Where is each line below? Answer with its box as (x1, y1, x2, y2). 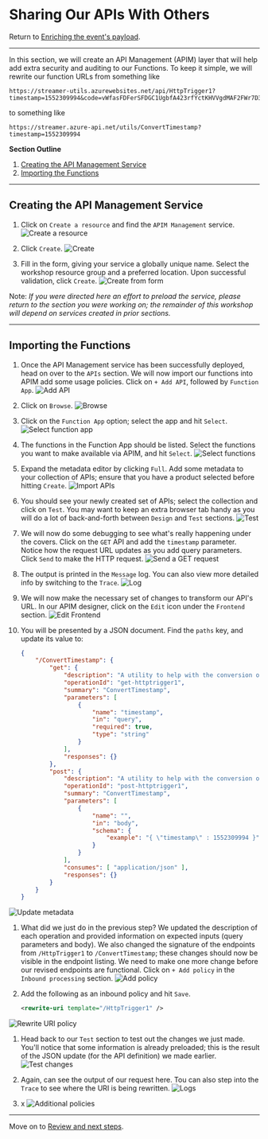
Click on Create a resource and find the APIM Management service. (20, 220, 235, 229)
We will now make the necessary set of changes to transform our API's (20, 593, 254, 602)
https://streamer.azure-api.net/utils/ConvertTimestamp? (9, 123, 202, 131)
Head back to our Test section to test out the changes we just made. (20, 1034, 246, 1044)
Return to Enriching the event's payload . (9, 32, 141, 41)
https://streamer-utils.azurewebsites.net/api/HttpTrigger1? (9, 87, 216, 95)
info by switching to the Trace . (20, 577, 120, 587)
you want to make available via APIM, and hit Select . (20, 448, 193, 458)
